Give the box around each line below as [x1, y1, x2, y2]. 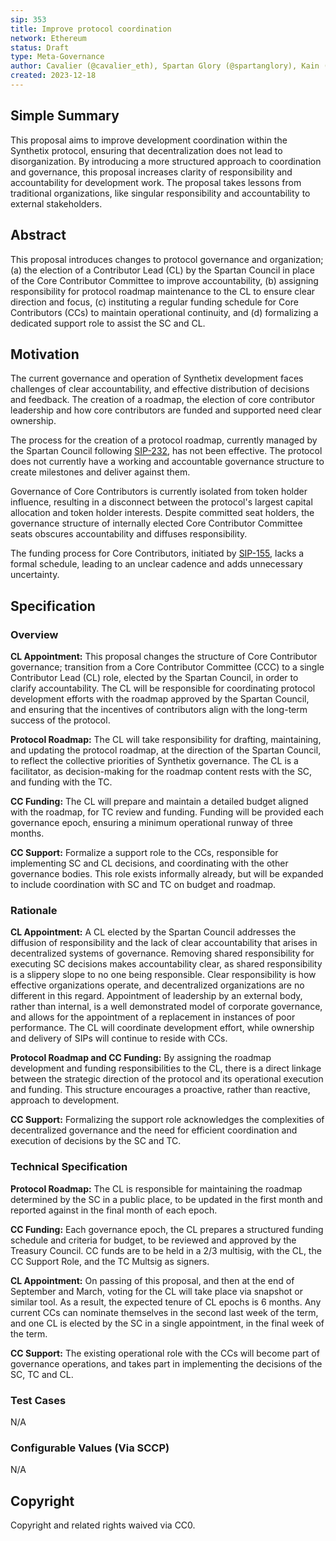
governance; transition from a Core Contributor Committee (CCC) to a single [10, 661, 325, 673]
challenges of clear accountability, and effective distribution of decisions [10, 383, 310, 395]
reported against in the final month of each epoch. [10, 1204, 218, 1216]
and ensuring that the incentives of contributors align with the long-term [10, 704, 308, 715]
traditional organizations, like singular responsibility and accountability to [10, 187, 311, 199]
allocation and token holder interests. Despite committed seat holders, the [10, 507, 315, 519]
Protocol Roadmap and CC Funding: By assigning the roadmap [10, 1052, 272, 1064]
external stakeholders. [10, 197, 103, 210]
